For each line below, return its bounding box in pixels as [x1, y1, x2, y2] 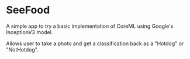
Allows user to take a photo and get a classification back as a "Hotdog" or [6, 40, 184, 47]
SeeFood [6, 3, 50, 17]
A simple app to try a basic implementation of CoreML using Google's [6, 23, 174, 30]
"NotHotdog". [6, 46, 39, 53]
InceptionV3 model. [6, 28, 53, 35]
